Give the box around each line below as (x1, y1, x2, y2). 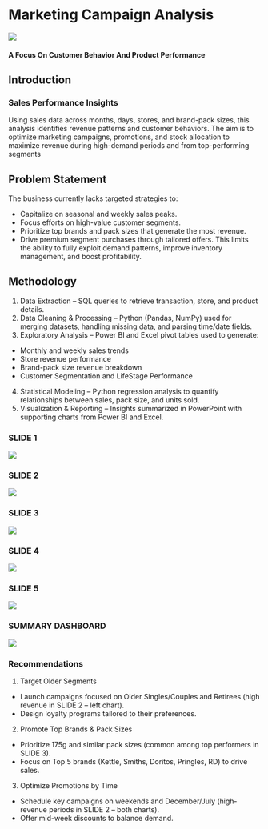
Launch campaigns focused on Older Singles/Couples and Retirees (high (19, 691, 260, 701)
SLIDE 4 (8, 545, 40, 556)
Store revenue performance (19, 354, 112, 363)
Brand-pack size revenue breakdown (19, 362, 142, 372)
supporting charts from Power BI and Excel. (19, 412, 164, 422)
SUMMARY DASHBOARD (8, 620, 106, 631)
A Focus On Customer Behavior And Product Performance (8, 50, 206, 59)
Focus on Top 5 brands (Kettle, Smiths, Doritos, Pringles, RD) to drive (19, 756, 248, 766)
